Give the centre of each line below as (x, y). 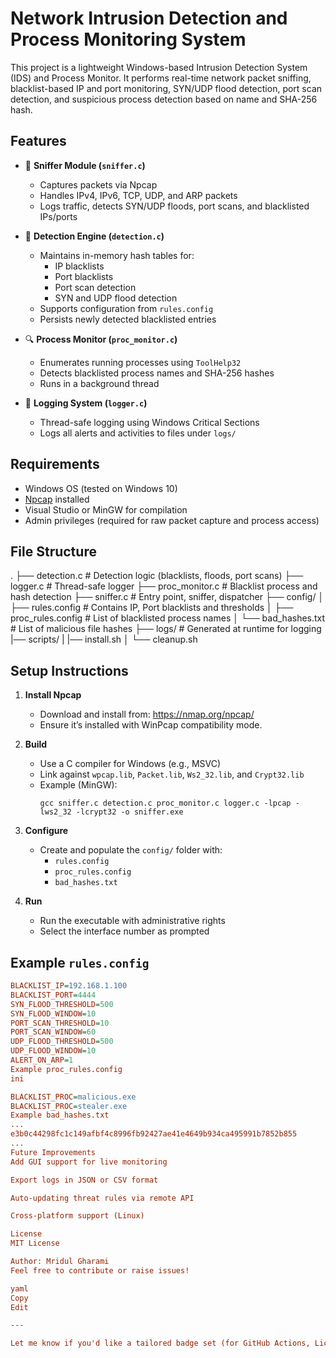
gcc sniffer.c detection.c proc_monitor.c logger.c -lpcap (165, 803)
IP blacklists (79, 266)
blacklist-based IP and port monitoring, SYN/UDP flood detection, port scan (166, 88)
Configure (46, 831)
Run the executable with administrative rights (132, 921)
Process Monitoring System (128, 39)
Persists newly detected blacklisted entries (128, 319)
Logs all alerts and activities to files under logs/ (138, 433)
